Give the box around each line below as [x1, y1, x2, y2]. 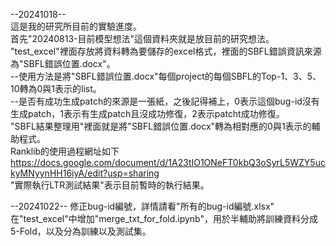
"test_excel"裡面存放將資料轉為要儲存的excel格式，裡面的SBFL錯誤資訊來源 [10, 45, 322, 57]
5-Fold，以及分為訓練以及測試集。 [10, 225, 152, 237]
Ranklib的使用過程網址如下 [10, 145, 120, 157]
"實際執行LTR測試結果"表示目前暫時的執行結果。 [10, 179, 210, 191]
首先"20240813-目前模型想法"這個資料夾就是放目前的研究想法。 [10, 33, 275, 44]
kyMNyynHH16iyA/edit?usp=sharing [10, 167, 160, 179]
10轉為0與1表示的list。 [10, 83, 102, 94]
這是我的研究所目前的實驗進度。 [10, 20, 142, 32]
